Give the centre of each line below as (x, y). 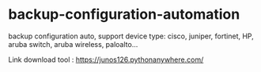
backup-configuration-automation (124, 14)
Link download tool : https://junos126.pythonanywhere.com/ (106, 59)
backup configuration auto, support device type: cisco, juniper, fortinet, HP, (131, 36)
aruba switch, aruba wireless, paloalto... (73, 44)
